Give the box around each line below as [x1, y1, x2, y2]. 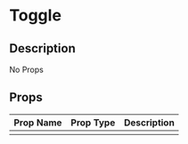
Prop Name [13, 116, 62, 129]
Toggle [9, 5, 62, 26]
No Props [9, 64, 45, 75]
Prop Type [70, 116, 116, 129]
